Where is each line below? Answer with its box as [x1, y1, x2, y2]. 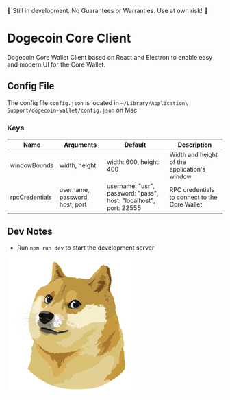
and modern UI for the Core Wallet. [7, 60, 106, 69]
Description [177, 141, 212, 149]
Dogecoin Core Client [7, 31, 131, 46]
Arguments [64, 141, 97, 149]
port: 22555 [107, 204, 142, 212]
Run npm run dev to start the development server [16, 244, 155, 252]
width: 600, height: [107, 158, 160, 166]
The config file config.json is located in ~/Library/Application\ [7, 98, 188, 106]
